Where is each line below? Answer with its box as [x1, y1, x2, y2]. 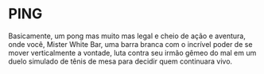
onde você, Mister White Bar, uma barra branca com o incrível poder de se [8, 39, 253, 49]
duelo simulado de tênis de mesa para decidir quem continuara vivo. [8, 56, 233, 66]
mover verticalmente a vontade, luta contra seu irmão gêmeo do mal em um [8, 48, 257, 57]
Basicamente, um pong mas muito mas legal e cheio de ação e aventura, [8, 31, 247, 41]
